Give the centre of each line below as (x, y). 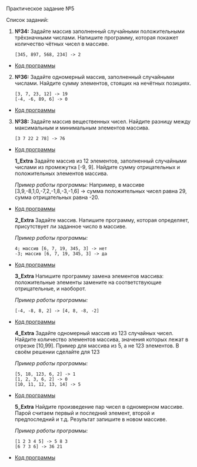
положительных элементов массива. (61, 173)
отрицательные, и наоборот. (50, 289)
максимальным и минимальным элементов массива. (82, 128)
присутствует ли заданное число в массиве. (71, 226)
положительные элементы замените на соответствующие (88, 282)
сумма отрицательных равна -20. (57, 197)
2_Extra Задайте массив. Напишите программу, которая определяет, (102, 220)
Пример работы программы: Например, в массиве (79, 185)
